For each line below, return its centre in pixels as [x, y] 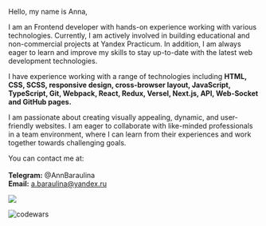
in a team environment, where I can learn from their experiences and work [130, 134]
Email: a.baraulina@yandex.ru [58, 184]
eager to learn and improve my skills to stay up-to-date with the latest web [131, 52]
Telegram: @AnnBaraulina [52, 175]
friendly [21, 126]
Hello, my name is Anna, [48, 12]
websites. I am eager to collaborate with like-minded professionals [144, 126]
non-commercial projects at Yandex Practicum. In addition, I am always [125, 44]
